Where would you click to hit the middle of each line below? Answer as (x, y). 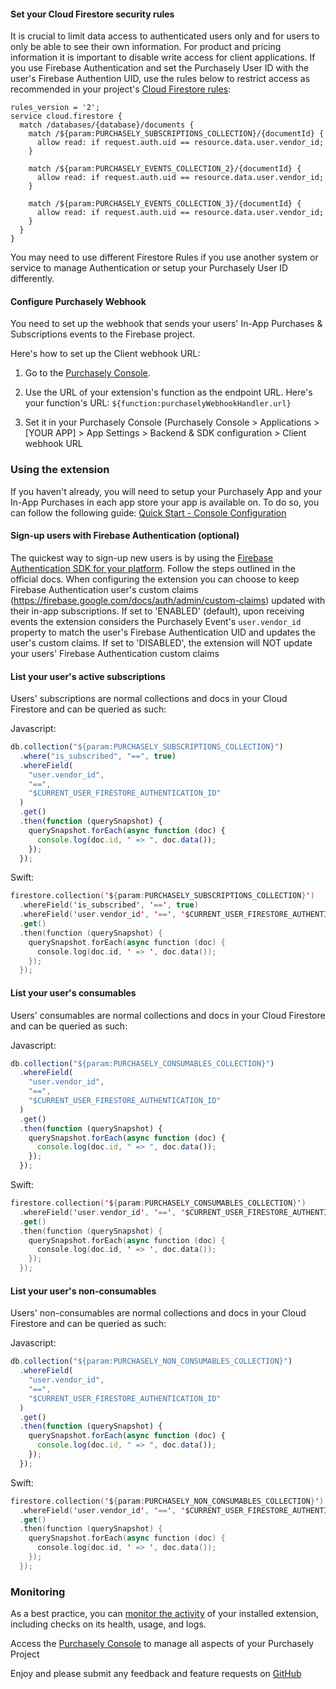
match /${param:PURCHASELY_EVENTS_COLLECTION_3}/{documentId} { (165, 204)
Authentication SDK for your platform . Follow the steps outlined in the (153, 568)
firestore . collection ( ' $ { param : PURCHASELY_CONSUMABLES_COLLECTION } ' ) (158, 1203)
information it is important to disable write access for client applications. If (163, 57)
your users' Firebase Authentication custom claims (115, 653)
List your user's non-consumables (83, 1291)
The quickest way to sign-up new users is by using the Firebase (142, 557)
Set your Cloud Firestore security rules (92, 14)
